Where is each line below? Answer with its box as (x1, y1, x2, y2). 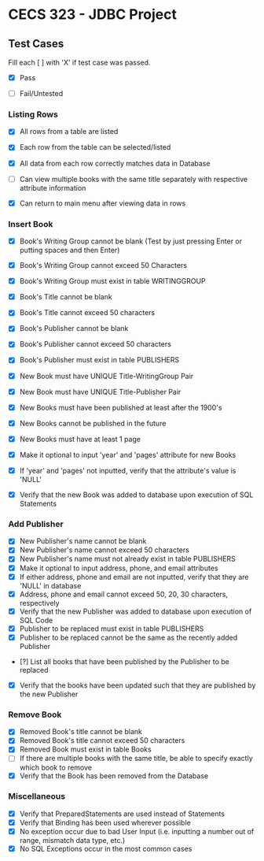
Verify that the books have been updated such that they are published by (19, 680, 256, 690)
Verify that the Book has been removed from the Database (19, 770, 209, 781)
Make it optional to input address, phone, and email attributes (19, 563, 218, 573)
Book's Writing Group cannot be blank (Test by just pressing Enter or (19, 236, 243, 246)
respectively (19, 598, 60, 607)
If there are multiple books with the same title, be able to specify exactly (19, 754, 253, 763)
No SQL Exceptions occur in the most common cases (19, 844, 192, 854)
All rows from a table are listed (19, 127, 119, 136)
